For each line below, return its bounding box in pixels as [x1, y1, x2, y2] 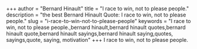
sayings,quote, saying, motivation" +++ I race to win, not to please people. [6, 37, 189, 43]
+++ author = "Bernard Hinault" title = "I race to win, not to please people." [6, 5, 189, 12]
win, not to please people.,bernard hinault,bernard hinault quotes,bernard [6, 24, 186, 31]
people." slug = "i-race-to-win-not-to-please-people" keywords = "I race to [6, 18, 191, 24]
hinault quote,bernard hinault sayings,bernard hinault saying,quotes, [6, 30, 173, 37]
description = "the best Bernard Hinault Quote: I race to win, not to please [6, 11, 186, 18]
